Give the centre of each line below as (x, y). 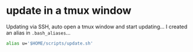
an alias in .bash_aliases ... (38, 32)
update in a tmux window (69, 11)
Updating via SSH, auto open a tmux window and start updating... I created (97, 27)
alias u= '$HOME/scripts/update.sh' (50, 43)
